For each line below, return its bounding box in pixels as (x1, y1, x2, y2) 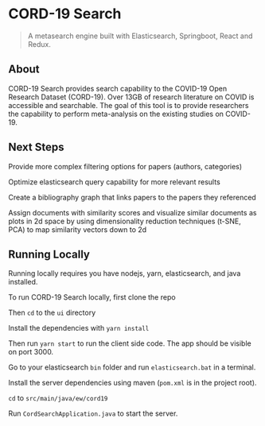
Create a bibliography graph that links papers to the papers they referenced (8, 192, 256, 202)
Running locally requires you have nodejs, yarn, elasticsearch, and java (8, 269, 241, 278)
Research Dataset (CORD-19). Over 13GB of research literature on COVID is (8, 92, 255, 102)
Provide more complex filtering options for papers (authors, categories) (8, 161, 243, 171)
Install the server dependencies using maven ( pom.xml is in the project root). (8, 378, 257, 388)
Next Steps (8, 141, 64, 154)
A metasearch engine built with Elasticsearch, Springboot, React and (27, 31, 253, 41)
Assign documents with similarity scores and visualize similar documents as (8, 207, 257, 217)
